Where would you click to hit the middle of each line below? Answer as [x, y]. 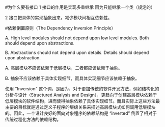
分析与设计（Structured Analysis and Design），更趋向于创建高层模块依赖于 [81, 95]
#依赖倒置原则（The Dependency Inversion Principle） [60, 28]
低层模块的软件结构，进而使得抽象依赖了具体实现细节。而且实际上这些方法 [80, 101]
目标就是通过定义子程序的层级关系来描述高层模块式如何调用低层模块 [87, 107]
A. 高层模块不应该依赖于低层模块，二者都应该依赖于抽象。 [64, 68]
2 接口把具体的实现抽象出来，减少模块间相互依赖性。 [59, 18]
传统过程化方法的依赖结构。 [33, 119]
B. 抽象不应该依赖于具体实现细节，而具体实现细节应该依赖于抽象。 [72, 78]
